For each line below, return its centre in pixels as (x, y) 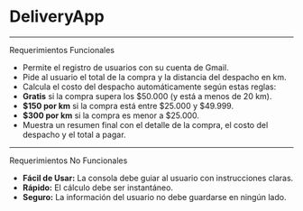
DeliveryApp (57, 17)
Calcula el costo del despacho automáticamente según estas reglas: (149, 87)
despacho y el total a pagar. (74, 134)
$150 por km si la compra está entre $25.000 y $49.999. (128, 105)
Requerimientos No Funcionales (69, 161)
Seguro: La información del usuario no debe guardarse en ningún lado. (154, 197)
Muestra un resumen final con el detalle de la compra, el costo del (145, 124)
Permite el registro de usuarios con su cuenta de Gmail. (125, 67)
